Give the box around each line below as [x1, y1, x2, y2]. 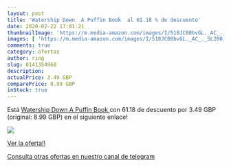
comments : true [7, 42, 51, 49]
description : [7, 67, 45, 74]
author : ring [7, 55, 45, 62]
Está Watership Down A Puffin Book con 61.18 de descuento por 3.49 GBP [7, 106, 217, 114]
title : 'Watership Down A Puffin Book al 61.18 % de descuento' [7, 16, 201, 23]
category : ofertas [7, 49, 60, 56]
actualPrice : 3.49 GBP [7, 74, 72, 81]
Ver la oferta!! [7, 139, 46, 148]
